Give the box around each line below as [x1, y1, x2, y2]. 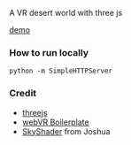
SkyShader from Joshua [21, 126, 111, 136]
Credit [9, 88, 37, 100]
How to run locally [9, 46, 89, 58]
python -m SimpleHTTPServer [9, 66, 113, 76]
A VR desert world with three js [9, 8, 123, 18]
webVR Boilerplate [21, 117, 90, 127]
